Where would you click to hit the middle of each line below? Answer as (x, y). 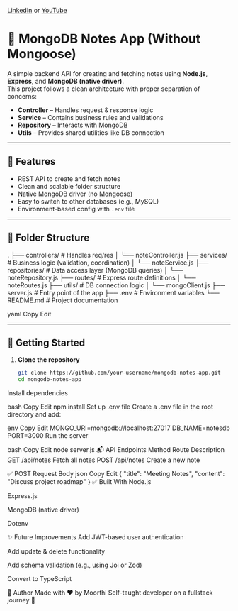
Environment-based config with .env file (76, 209)
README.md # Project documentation (63, 300)
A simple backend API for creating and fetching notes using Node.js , (107, 73)
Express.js (22, 496)
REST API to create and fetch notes (69, 178)
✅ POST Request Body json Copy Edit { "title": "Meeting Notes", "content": (116, 474)
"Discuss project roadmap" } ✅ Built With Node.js (79, 482)
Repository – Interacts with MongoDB (73, 125)
